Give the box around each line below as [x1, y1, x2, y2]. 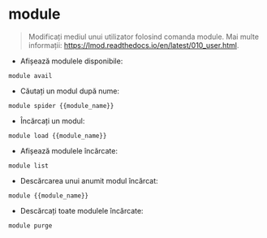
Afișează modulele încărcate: [19, 145, 118, 155]
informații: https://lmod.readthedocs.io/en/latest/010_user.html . [28, 40, 239, 50]
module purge [8, 221, 53, 230]
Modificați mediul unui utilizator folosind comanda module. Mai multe [28, 32, 260, 41]
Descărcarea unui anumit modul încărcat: [19, 175, 158, 185]
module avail [8, 71, 53, 80]
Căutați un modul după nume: [19, 86, 120, 96]
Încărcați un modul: [19, 115, 85, 126]
